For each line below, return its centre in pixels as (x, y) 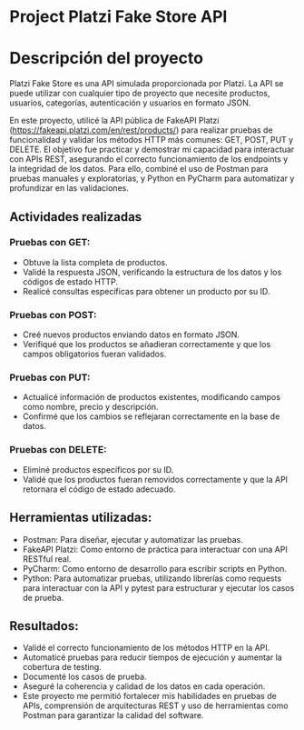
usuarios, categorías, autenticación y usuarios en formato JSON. (130, 103)
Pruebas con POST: (53, 315)
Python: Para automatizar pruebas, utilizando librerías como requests (152, 578)
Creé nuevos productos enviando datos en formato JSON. (131, 335)
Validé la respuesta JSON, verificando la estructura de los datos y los (152, 272)
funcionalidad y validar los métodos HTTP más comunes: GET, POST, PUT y (152, 140)
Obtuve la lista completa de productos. (95, 262)
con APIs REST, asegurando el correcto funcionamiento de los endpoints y (149, 159)
